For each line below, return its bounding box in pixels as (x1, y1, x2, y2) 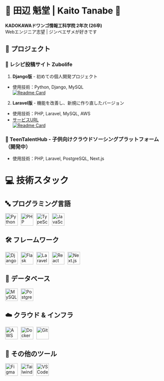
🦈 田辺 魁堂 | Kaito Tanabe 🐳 (5, 5, 121, 16)
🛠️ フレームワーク (5, 236, 59, 244)
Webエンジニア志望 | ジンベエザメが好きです (5, 28, 97, 34)
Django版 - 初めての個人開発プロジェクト (12, 73, 98, 79)
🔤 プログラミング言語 (5, 199, 71, 208)
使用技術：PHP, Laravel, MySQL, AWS (12, 110, 91, 116)
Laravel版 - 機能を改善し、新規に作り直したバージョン (12, 100, 125, 106)
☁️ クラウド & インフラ (5, 311, 74, 319)
